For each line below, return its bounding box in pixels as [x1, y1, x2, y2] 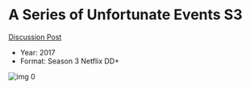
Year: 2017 [19, 47, 56, 57]
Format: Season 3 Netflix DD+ [19, 56, 119, 66]
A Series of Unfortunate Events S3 [8, 6, 244, 24]
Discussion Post [8, 32, 62, 42]
